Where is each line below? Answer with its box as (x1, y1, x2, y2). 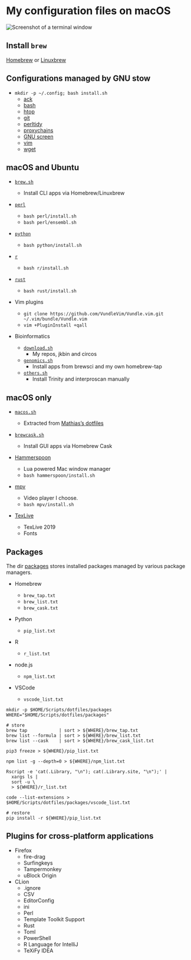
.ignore (23, 884, 41, 891)
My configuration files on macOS (6, 4, 171, 18)
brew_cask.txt (23, 605, 58, 611)
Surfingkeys (23, 859, 53, 866)
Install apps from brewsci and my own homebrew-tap (32, 363, 162, 370)
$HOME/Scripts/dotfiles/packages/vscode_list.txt (6, 800, 131, 806)
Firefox (14, 847, 32, 854)
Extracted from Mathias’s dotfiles (23, 420, 104, 427)
